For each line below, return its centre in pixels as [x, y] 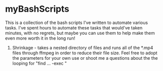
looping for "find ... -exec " [40, 63]
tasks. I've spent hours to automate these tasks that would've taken [74, 27]
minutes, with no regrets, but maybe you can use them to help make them [80, 33]
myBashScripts [37, 9]
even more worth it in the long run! [40, 38]
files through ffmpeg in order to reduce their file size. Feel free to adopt [85, 53]
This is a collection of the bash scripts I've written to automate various [77, 23]
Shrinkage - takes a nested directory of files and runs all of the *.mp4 [82, 47]
